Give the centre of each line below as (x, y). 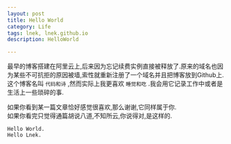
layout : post (26, 14)
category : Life (29, 26)
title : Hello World (35, 20)
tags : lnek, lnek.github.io (48, 33)
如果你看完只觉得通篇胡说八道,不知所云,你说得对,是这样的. (90, 116)
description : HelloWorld (43, 40)
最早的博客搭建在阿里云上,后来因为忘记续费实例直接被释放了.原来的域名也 (112, 66)
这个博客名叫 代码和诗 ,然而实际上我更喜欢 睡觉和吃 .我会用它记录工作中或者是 (115, 83)
